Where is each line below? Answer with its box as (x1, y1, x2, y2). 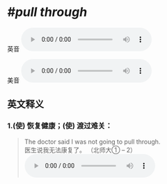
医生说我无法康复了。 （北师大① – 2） (24, 146, 137, 154)
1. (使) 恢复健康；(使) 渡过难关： (7, 121, 113, 131)
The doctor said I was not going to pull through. (24, 137, 161, 146)
